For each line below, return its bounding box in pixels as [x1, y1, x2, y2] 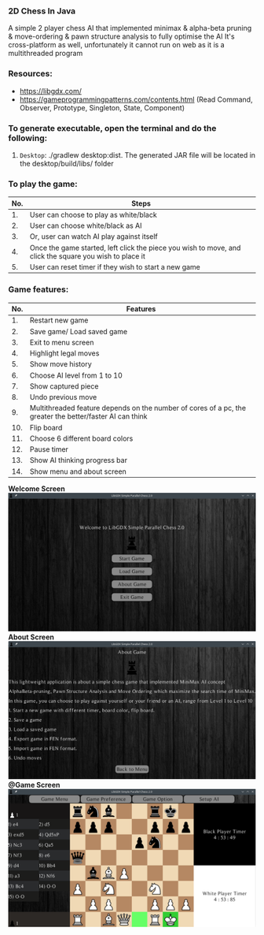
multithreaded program [8, 49, 83, 58]
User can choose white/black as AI [30, 221, 142, 230]
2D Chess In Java [8, 6, 76, 17]
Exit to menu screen [30, 337, 94, 347]
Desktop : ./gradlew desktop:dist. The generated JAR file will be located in [19, 150, 256, 159]
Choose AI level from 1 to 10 [30, 371, 123, 380]
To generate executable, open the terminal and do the [8, 122, 217, 133]
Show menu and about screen [30, 467, 127, 476]
